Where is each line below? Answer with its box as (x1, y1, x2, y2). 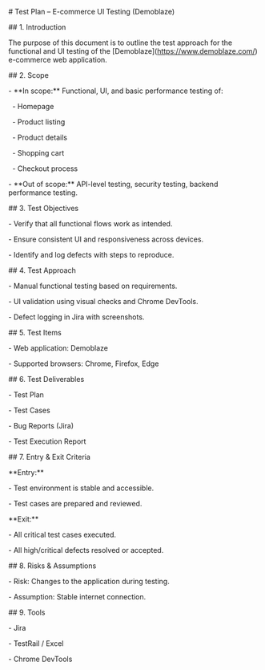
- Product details (11, 132, 68, 142)
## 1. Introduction (8, 22, 66, 31)
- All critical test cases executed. (8, 530, 117, 539)
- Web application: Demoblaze (8, 343, 108, 352)
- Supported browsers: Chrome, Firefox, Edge (8, 359, 159, 368)
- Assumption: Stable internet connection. (8, 592, 147, 601)
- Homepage (11, 102, 54, 111)
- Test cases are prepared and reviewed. (8, 499, 143, 508)
